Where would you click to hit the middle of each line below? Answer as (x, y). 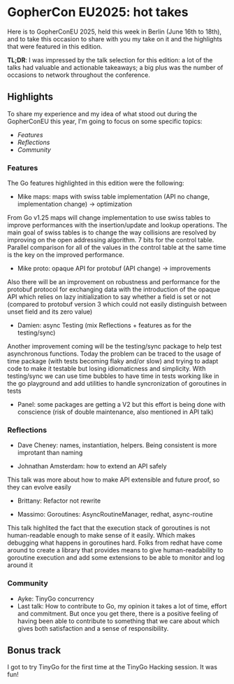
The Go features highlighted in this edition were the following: (96, 183)
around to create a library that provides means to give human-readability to (115, 550)
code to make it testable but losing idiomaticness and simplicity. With (107, 369)
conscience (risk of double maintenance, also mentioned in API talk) (116, 412)
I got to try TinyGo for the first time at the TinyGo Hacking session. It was (112, 667)
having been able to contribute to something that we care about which (118, 621)
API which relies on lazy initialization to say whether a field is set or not (109, 297)
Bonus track (34, 651)
